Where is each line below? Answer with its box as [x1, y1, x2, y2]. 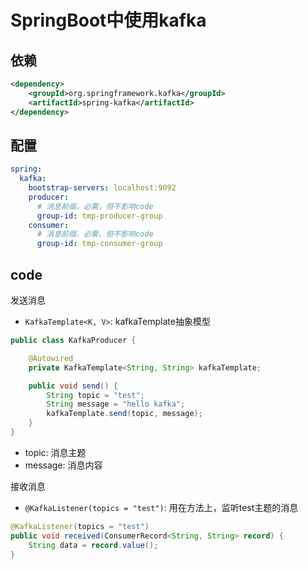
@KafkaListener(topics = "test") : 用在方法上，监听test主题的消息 [24, 501, 299, 513]
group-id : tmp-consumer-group [36, 239, 163, 249]
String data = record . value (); [28, 540, 159, 550]
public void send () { [28, 381, 118, 391]
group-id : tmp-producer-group [36, 211, 163, 221]
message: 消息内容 [24, 459, 103, 471]
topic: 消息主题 [24, 446, 87, 458]
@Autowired [28, 353, 74, 363]
